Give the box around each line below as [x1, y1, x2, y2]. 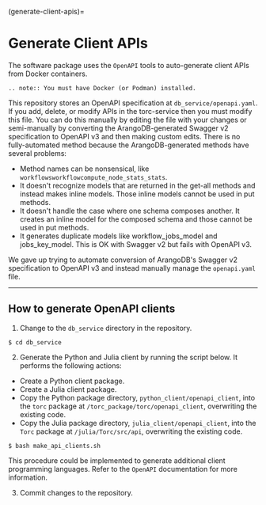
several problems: [8, 148, 67, 158]
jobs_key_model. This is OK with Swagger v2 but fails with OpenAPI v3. [19, 239, 252, 249]
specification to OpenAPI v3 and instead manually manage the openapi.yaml [8, 263, 256, 272]
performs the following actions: [19, 360, 122, 370]
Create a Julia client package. [19, 384, 117, 394]
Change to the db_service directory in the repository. [19, 323, 192, 332]
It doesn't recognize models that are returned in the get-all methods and [19, 180, 256, 190]
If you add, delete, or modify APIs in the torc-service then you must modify [8, 106, 253, 116]
